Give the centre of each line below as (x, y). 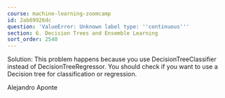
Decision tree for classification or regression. (72, 74)
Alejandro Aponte (33, 88)
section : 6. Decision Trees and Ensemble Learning (83, 33)
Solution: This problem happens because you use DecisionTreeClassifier (112, 59)
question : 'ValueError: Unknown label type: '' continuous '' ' (98, 26)
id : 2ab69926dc (29, 20)
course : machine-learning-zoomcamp (59, 14)
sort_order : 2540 (33, 40)
